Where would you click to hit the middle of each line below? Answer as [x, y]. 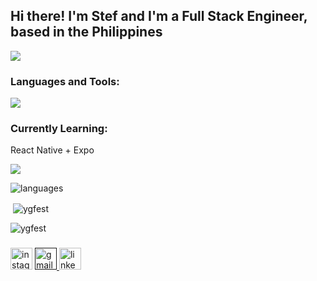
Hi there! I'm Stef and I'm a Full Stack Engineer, [159, 16]
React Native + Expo [52, 150]
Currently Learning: [59, 129]
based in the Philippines [86, 32]
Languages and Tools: [65, 81]
